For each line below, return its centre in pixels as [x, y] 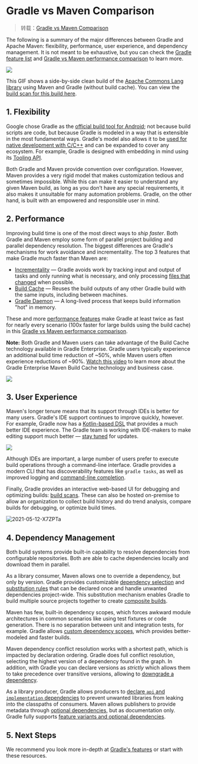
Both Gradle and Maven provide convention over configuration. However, [95, 169]
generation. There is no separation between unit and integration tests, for [95, 625]
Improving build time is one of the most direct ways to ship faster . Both [92, 233]
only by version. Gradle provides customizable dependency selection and [95, 582]
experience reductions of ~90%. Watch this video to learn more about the [96, 361]
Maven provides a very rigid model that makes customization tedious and [95, 175]
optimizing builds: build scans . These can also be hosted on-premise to [93, 495]
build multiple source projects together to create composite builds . [87, 601]
